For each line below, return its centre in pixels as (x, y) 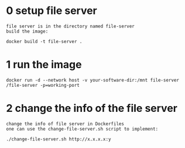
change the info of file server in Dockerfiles (65, 124)
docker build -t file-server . (44, 41)
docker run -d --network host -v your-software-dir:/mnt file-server (93, 80)
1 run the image (44, 65)
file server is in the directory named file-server (70, 26)
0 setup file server (52, 11)
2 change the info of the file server (92, 108)
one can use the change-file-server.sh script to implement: (82, 129)
